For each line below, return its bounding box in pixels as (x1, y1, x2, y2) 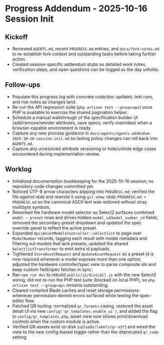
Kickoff (5, 33, 28, 41)
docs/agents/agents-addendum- (90, 131, 152, 136)
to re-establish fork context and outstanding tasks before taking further (12, 51, 157, 57)
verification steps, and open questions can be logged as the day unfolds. (12, 67, 160, 72)
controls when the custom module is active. (12, 319, 100, 324)
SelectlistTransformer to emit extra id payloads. (12, 246, 111, 252)
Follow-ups (5, 81, 41, 89)
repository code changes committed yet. (12, 183, 94, 189)
